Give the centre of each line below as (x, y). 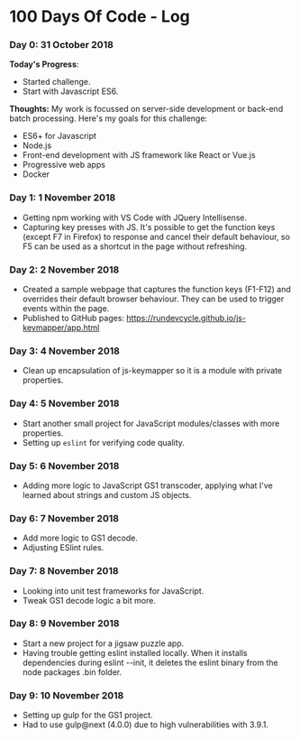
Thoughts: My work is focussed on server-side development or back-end (146, 109)
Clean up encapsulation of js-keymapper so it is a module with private (152, 371)
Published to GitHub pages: (73, 319)
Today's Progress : (44, 64)
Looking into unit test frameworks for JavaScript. (113, 591)
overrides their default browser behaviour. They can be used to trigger (153, 299)
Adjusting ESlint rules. (63, 548)
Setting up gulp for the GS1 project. (87, 716)
